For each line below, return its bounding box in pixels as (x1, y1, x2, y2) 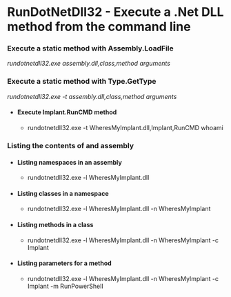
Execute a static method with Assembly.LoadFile (7, 44, 174, 53)
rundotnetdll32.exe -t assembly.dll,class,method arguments (7, 92, 177, 100)
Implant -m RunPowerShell (27, 282, 103, 290)
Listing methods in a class (17, 220, 94, 228)
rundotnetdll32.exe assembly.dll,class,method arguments (7, 60, 171, 68)
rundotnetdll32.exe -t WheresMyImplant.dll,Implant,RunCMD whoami (27, 123, 224, 132)
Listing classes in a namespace (17, 189, 109, 197)
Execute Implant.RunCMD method (17, 108, 117, 116)
